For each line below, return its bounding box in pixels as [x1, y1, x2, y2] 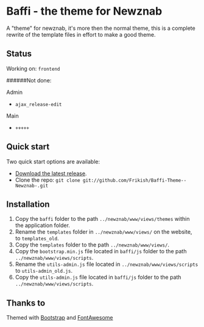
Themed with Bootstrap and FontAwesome [6, 314, 113, 322]
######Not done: [6, 76, 52, 84]
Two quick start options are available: [6, 157, 100, 165]
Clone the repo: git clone [15, 176, 80, 184]
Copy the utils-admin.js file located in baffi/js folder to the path [15, 273, 181, 281]
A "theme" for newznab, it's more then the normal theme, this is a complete [6, 24, 196, 32]
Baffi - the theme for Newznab [6, 4, 163, 18]
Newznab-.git [15, 182, 49, 189]
